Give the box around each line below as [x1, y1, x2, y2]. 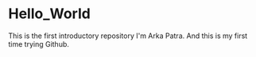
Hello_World [8, 5, 91, 23]
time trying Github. [8, 39, 70, 48]
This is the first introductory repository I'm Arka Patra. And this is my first [8, 31, 248, 40]
